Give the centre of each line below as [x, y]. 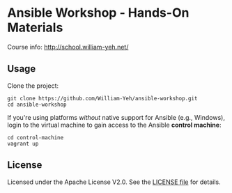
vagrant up [23, 144]
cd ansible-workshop [37, 105]
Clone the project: [33, 86]
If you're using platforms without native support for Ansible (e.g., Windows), [116, 117]
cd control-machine [36, 137]
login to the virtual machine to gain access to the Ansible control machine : [114, 125]
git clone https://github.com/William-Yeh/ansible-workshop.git [102, 98]
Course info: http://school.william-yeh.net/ [68, 47]
